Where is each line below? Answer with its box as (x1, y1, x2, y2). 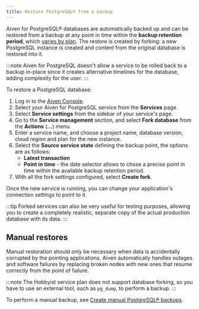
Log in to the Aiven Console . (14, 97, 84, 105)
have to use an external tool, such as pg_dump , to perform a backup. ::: (6, 285, 177, 292)
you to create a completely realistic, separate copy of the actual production (6, 209, 190, 216)
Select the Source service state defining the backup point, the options (14, 141, 188, 149)
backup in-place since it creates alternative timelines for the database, (6, 68, 179, 75)
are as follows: (14, 148, 50, 155)
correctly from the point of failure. (6, 267, 89, 274)
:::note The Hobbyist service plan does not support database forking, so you (6, 279, 193, 286)
